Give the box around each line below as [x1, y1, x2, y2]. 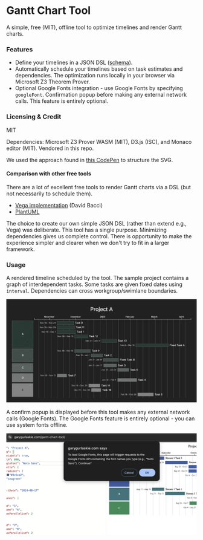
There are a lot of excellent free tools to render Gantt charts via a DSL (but [6, 183, 192, 190]
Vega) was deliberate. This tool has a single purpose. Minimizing [6, 226, 167, 233]
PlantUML [14, 208, 40, 215]
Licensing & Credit [6, 112, 62, 121]
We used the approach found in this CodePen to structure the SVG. [6, 156, 173, 163]
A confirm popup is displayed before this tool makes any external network [6, 409, 190, 416]
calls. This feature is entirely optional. [14, 97, 109, 105]
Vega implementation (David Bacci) [14, 201, 103, 209]
